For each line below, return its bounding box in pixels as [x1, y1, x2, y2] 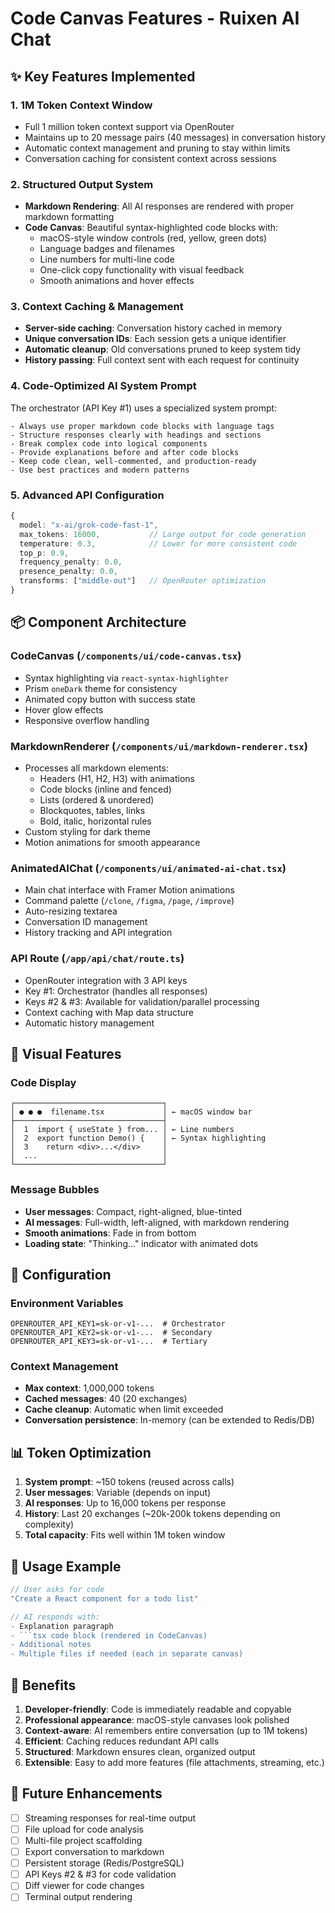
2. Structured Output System [10, 177, 154, 191]
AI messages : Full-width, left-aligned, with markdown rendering [24, 1216, 290, 1228]
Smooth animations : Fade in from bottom [24, 1227, 197, 1239]
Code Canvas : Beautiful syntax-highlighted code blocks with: [24, 222, 279, 234]
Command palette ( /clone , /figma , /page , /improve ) [24, 895, 235, 907]
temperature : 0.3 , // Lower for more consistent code [19, 538, 298, 549]
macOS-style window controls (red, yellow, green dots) [39, 232, 268, 244]
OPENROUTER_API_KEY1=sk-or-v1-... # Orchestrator [10, 1319, 226, 1329]
